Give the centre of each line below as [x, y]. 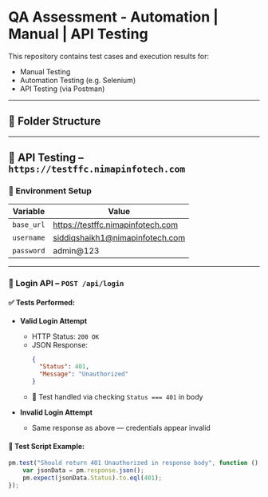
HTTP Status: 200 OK [65, 336]
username [29, 238]
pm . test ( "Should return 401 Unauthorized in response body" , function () [134, 463]
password [29, 251]
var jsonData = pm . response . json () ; [84, 471]
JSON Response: [59, 344]
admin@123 [76, 251]
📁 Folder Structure [55, 121]
